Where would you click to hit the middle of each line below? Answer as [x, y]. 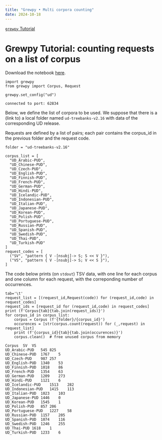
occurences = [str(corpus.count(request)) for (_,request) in [80, 324]
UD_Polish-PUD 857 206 [31, 407]
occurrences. [19, 285]
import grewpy [20, 82]
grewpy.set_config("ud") [31, 95]
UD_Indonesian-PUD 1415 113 [40, 389]
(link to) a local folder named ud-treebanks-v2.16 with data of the [71, 118]
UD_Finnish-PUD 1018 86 [34, 367]
